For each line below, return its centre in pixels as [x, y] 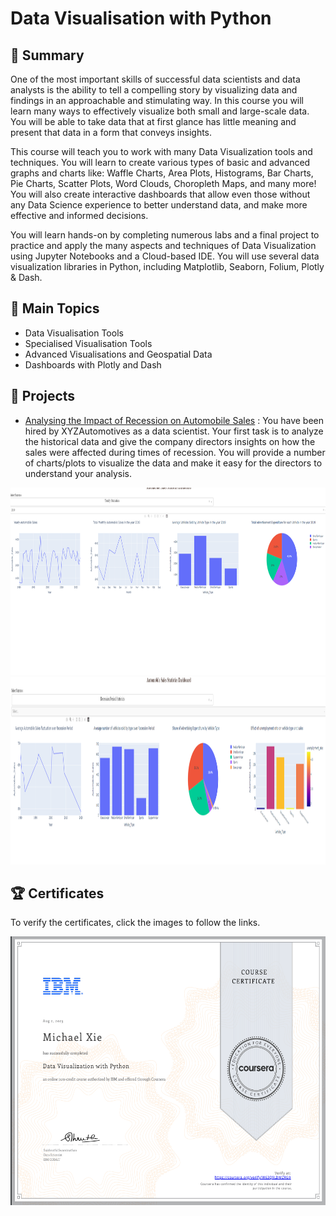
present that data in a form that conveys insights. [111, 132]
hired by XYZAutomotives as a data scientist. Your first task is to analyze [174, 431]
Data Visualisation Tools [74, 333]
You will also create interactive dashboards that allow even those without [160, 194]
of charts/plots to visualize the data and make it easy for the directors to [173, 463]
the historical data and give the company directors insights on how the [170, 441]
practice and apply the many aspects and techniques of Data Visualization [163, 245]
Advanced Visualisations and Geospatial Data [118, 354]
